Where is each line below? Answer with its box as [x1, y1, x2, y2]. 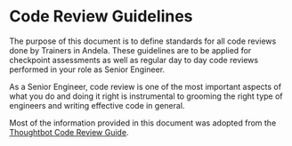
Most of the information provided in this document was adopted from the [9, 118, 277, 128]
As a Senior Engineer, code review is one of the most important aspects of [9, 81, 282, 92]
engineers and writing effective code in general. [9, 100, 185, 110]
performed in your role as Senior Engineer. [9, 64, 166, 75]
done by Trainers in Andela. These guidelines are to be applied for [9, 45, 252, 55]
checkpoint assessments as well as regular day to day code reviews [9, 54, 259, 65]
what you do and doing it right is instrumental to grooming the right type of [9, 91, 283, 101]
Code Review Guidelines [9, 6, 193, 27]
